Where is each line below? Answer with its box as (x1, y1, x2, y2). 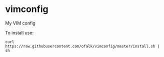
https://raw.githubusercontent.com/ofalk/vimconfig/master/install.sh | (5, 43, 160, 48)
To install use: (5, 29, 34, 35)
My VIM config (5, 20, 36, 26)
